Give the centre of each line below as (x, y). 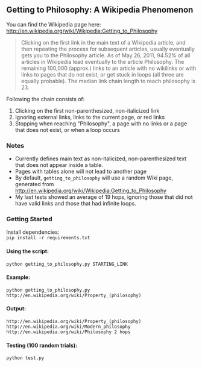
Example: (18, 277)
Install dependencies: (33, 232)
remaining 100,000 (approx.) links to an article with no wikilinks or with (109, 68)
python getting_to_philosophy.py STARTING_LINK (67, 264)
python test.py (25, 358)
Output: (16, 309)
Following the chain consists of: (46, 99)
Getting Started (29, 219)
